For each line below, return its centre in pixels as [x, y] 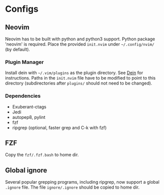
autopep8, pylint [29, 117]
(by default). [18, 49]
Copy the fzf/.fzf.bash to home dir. [42, 155]
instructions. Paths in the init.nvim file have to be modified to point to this [81, 78]
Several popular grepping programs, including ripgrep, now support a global [82, 182]
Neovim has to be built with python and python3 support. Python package [80, 39]
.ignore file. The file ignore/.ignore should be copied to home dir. [72, 187]
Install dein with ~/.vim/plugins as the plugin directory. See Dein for [74, 73]
